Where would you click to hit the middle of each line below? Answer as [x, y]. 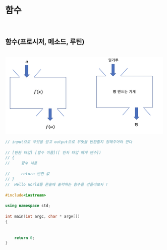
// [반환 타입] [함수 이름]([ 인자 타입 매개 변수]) [53, 153]
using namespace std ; [28, 206]
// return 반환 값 [27, 174]
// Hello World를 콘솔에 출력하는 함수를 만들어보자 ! [57, 184]
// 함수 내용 [21, 163]
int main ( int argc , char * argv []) [43, 217]
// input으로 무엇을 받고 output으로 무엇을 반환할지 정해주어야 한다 [69, 142]
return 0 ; [25, 238]
